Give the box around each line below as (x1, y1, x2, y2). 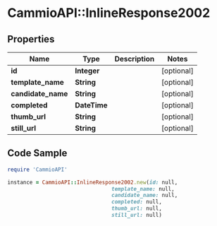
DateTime (75, 100, 108, 110)
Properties (7, 33, 55, 45)
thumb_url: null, (111, 205, 162, 213)
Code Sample (7, 147, 68, 160)
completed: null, (111, 198, 162, 206)
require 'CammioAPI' (7, 166, 68, 173)
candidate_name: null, (111, 192, 178, 199)
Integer (75, 66, 100, 76)
